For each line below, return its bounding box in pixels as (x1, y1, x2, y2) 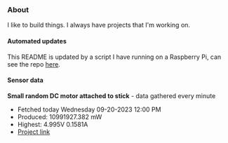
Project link (17, 128, 51, 136)
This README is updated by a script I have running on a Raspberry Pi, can (7, 53, 222, 61)
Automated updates (7, 36, 67, 45)
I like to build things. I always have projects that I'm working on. (7, 21, 191, 29)
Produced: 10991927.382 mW (17, 112, 102, 121)
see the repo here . (7, 60, 61, 68)
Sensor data (7, 76, 43, 85)
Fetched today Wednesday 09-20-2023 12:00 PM (17, 105, 161, 114)
